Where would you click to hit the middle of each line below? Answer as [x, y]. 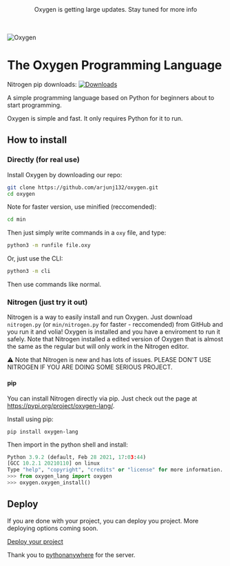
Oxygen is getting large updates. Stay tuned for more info [116, 9]
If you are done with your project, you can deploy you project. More [103, 520]
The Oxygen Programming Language [115, 65]
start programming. [34, 105]
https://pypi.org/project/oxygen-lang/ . [61, 405]
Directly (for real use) [44, 160]
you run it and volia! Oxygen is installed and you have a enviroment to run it [114, 332]
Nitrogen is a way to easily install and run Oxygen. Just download [100, 317]
